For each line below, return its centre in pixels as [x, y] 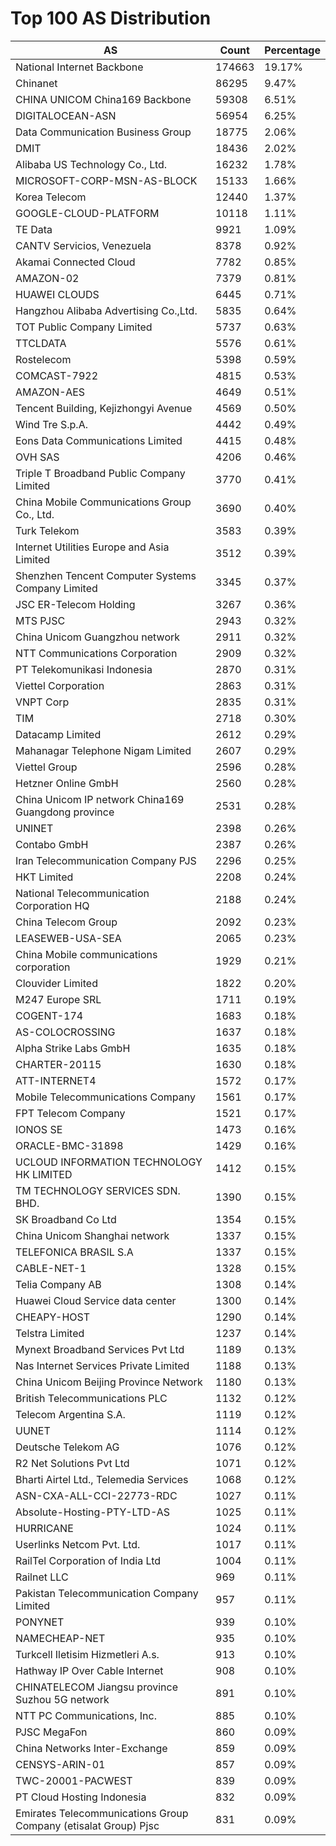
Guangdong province [65, 812]
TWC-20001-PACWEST [74, 1780]
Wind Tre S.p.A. [51, 424]
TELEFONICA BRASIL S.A [74, 1252]
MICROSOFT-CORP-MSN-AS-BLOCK [106, 180]
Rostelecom [43, 359]
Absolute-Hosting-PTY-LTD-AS [93, 1512]
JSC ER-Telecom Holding [75, 604]
